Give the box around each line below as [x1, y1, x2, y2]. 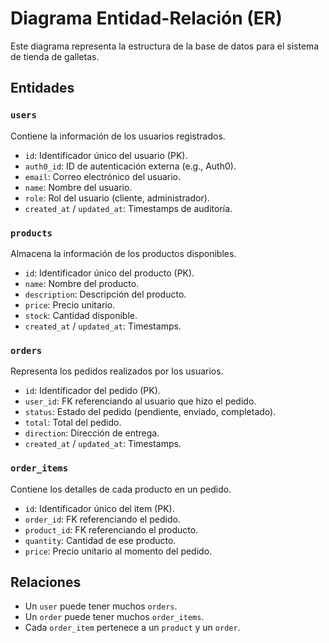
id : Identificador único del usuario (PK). [24, 149, 188, 161]
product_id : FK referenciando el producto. [24, 523, 199, 536]
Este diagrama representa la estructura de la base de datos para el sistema [10, 40, 320, 52]
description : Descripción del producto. [24, 288, 187, 300]
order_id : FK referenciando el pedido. [24, 513, 181, 525]
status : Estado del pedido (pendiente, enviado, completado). [24, 406, 277, 418]
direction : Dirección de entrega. [24, 427, 160, 439]
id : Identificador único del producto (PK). [24, 267, 195, 279]
